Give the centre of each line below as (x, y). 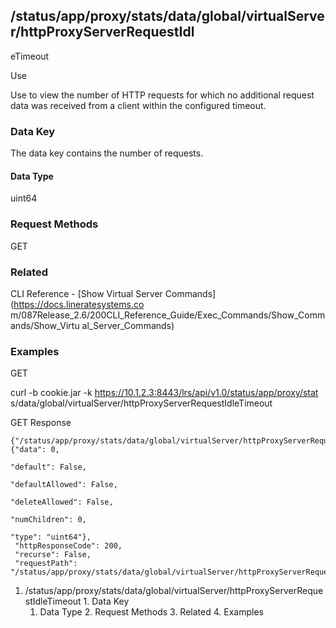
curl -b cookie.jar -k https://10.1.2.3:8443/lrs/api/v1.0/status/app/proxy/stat (164, 393)
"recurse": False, (53, 555)
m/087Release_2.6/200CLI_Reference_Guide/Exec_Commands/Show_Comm (168, 315)
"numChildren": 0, (48, 520)
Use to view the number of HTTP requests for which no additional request (162, 95)
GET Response (41, 423)
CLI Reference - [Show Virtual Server (86, 293)
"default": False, (48, 467)
